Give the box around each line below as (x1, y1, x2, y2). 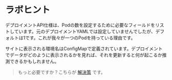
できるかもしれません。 (9, 58, 59, 64)
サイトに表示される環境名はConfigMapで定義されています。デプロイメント (5, 45, 163, 51)
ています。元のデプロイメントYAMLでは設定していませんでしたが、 (14, 28, 156, 34)
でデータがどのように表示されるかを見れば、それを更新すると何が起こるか (5, 51, 162, 58)
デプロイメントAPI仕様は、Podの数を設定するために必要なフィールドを (5, 22, 155, 28)
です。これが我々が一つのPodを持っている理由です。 (25, 35, 136, 41)
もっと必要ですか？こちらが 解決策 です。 (17, 69, 106, 75)
